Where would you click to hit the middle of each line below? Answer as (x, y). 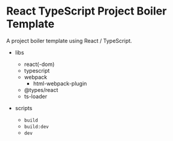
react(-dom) (39, 64)
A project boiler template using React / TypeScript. (69, 41)
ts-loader (35, 96)
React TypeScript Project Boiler (86, 11)
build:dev (37, 126)
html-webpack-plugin (60, 84)
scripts (24, 108)
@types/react (41, 90)
